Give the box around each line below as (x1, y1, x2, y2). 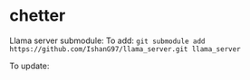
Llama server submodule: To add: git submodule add (9, 35, 206, 46)
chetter (9, 5, 66, 26)
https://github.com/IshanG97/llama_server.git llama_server (9, 44, 242, 54)
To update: (9, 60, 50, 71)
